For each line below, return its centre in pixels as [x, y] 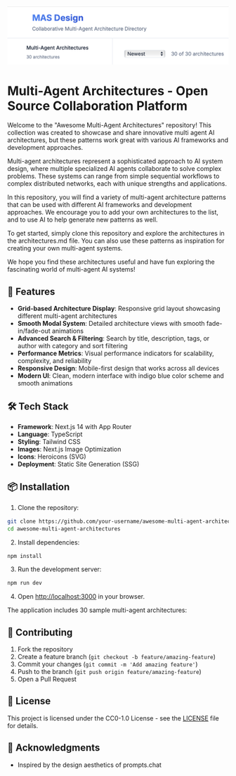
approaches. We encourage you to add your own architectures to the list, [113, 212]
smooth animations [45, 383]
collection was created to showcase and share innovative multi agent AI [111, 133]
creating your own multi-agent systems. [65, 248]
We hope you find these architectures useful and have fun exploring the [111, 262]
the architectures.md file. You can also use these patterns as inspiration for [116, 241]
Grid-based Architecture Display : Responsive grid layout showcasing [119, 309]
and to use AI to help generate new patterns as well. [83, 220]
